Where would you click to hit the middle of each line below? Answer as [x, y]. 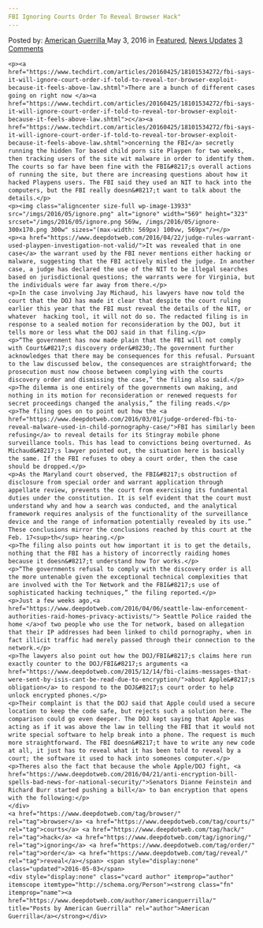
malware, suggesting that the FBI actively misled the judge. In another [132, 261]
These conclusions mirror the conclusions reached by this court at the [130, 529]
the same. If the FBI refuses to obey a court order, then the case [123, 458]
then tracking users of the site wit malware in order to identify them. [132, 159]
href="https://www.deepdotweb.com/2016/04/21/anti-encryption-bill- [123, 774]
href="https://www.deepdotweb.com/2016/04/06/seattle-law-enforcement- [128, 608]
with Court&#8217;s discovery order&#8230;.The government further [121, 348]
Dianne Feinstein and [216, 782]
